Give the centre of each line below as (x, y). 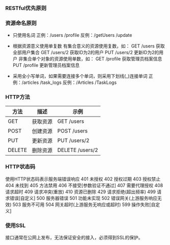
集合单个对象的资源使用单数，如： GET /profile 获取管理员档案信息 (92, 59)
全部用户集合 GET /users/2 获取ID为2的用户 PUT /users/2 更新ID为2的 (86, 53)
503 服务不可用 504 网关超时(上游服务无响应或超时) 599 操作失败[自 (84, 204)
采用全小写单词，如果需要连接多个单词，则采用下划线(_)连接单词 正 (83, 76)
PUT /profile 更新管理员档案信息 (46, 65)
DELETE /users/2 (78, 150)
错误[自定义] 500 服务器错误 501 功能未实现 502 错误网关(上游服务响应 (83, 198)
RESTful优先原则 (26, 8)
